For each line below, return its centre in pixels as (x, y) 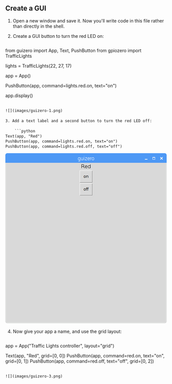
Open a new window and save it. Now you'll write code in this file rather (88, 20)
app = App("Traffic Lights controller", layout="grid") (60, 346)
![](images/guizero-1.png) (34, 110)
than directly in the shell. (39, 26)
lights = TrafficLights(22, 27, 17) (38, 65)
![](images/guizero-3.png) (34, 376)
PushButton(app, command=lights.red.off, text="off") (64, 146)
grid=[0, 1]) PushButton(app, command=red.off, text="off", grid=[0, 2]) (80, 361)
